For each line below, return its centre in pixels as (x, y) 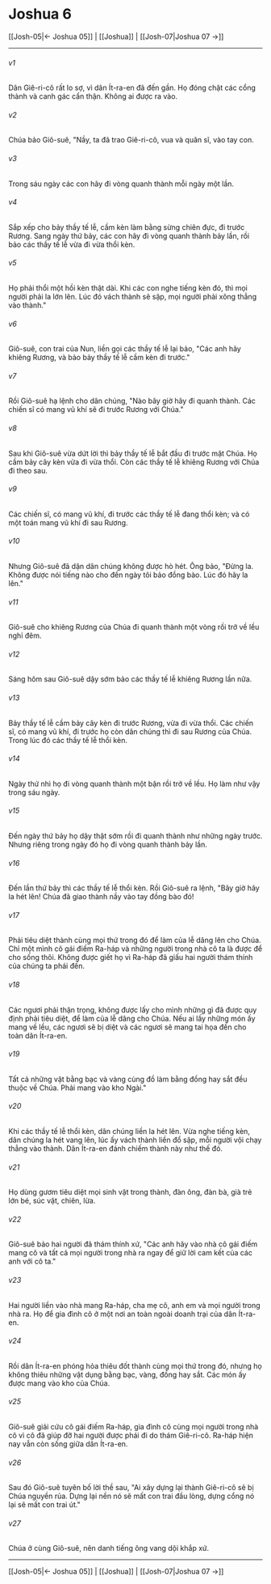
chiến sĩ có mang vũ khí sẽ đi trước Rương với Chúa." (96, 410)
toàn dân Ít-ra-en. (38, 1035)
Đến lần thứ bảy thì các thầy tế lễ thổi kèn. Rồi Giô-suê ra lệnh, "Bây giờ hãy (134, 888)
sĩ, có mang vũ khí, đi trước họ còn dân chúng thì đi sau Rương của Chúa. (130, 731)
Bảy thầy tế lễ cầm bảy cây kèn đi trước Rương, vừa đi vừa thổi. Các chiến (131, 723)
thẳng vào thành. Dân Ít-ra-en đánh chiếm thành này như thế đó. (116, 1149)
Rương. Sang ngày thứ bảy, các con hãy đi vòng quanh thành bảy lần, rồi (129, 236)
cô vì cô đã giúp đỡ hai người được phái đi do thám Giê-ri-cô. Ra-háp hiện (131, 1435)
